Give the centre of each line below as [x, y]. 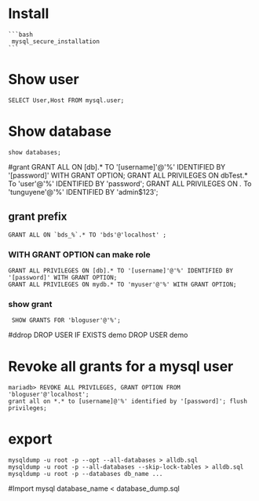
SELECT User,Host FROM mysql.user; [66, 100]
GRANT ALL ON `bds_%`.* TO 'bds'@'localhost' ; [88, 235]
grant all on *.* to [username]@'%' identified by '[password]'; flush [128, 401]
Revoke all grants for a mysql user [121, 367]
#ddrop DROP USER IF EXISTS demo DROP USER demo [98, 335]
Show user [44, 80]
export [30, 439]
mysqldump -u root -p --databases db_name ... [86, 474]
